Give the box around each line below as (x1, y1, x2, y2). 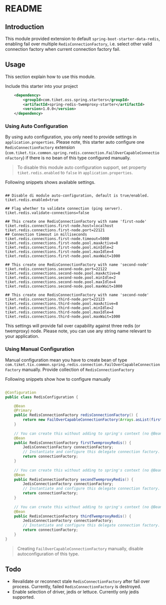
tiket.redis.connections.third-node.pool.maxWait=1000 (5, 314, 121, 319)
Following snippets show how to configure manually (5, 376, 111, 382)
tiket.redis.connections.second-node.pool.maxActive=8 (5, 271, 121, 276)
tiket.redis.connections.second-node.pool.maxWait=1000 (5, 284, 123, 289)
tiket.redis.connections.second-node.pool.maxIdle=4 (5, 280, 116, 284)
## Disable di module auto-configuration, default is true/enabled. (5, 193, 149, 198)
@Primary (14, 408, 32, 413)
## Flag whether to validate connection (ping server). (5, 206, 123, 211)
